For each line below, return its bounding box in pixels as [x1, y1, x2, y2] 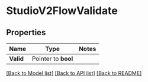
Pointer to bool [31, 54, 73, 63]
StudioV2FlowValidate [6, 4, 118, 18]
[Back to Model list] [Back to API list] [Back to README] [6, 70, 142, 77]
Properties [6, 28, 46, 37]
